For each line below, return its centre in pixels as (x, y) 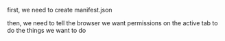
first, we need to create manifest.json (60, 10)
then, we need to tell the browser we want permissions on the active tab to (113, 23)
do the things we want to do (47, 30)
